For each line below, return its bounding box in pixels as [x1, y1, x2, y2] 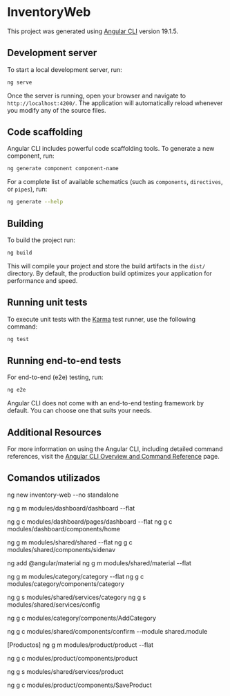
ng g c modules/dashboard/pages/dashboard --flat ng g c [7, 517, 173, 526]
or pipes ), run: [7, 185, 48, 194]
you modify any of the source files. [7, 106, 106, 114]
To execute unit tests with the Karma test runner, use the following [7, 315, 195, 323]
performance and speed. [7, 276, 78, 284]
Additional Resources [7, 426, 102, 438]
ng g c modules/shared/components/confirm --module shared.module [7, 627, 208, 635]
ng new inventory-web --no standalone [7, 491, 119, 499]
